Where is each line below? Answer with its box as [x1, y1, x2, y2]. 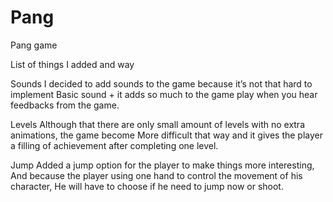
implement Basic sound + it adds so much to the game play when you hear [10, 88, 318, 100]
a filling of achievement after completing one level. [10, 139, 219, 151]
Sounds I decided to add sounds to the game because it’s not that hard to [10, 77, 313, 90]
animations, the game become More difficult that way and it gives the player [10, 129, 324, 141]
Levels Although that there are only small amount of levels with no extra [10, 118, 306, 130]
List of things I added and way [10, 58, 135, 70]
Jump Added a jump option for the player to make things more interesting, [10, 159, 315, 171]
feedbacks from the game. [10, 99, 120, 111]
